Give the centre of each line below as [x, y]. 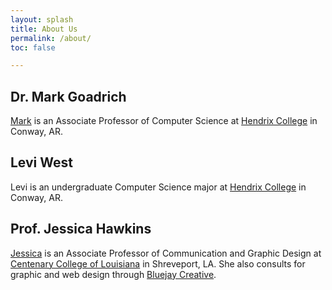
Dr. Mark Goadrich [68, 96]
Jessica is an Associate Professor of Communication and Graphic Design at [166, 253]
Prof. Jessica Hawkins [81, 229]
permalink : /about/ [51, 38]
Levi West [41, 162]
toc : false [33, 47]
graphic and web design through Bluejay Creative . [113, 274]
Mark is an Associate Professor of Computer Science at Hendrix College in [164, 121]
